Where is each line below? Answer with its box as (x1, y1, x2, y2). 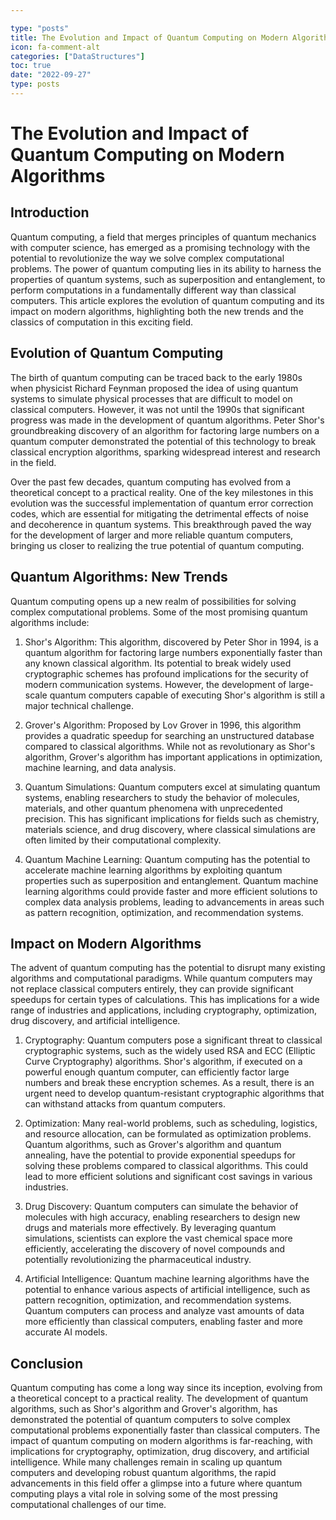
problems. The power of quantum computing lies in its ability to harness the (10, 262, 322, 275)
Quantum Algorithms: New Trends (10, 569, 228, 586)
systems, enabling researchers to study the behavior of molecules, (24, 791, 300, 803)
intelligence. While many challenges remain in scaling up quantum (10, 1456, 283, 1468)
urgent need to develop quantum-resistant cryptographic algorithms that (24, 1087, 325, 1100)
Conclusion (10, 1355, 84, 1372)
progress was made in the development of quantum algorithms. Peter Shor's (10, 414, 325, 426)
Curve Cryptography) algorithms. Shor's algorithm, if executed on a (24, 1056, 303, 1068)
